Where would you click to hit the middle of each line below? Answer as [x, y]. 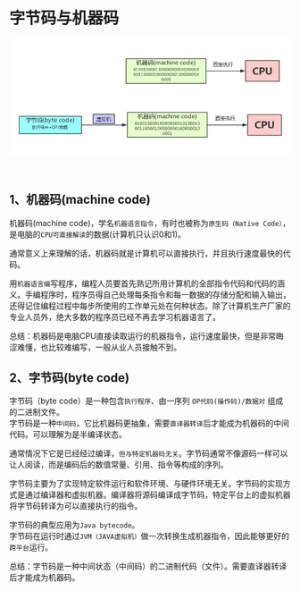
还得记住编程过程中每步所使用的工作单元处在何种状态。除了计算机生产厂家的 [150, 306]
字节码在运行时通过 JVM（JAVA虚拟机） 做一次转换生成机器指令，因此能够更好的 [150, 536]
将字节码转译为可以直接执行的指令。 [76, 506]
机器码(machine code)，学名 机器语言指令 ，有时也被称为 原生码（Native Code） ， [150, 223]
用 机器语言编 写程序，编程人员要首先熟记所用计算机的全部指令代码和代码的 [143, 283]
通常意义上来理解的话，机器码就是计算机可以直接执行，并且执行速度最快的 [146, 253]
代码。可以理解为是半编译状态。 [68, 435]
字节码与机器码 [64, 18]
